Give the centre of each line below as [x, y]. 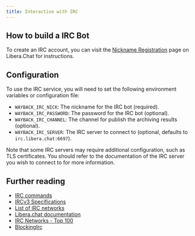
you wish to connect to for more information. [61, 162]
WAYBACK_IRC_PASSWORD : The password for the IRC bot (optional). [92, 113]
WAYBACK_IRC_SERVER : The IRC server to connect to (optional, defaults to [101, 132]
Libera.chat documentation [48, 215]
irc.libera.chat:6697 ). [43, 138]
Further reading [36, 181]
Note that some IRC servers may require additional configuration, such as [96, 150]
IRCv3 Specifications [40, 202]
